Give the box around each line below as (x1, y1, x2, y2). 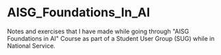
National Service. (7, 41, 56, 50)
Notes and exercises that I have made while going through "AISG (7, 27, 190, 35)
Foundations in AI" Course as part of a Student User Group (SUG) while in (7, 34, 215, 42)
